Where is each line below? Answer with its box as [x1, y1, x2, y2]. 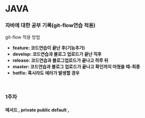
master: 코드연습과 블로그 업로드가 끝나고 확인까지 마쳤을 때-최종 [12, 64, 140, 70]
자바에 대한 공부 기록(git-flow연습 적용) [5, 22, 96, 29]
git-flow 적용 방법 [5, 34, 40, 40]
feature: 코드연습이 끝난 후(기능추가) [12, 45, 85, 51]
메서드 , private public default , [5, 107, 69, 113]
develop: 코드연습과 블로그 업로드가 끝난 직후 [12, 51, 102, 57]
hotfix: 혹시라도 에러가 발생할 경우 [12, 70, 80, 76]
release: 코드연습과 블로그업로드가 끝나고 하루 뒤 [12, 57, 109, 63]
